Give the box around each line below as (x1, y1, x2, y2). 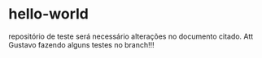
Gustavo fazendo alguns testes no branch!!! (8, 39, 155, 49)
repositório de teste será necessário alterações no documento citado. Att (8, 31, 254, 41)
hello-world (8, 5, 90, 23)
